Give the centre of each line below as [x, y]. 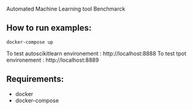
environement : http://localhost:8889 [53, 60]
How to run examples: [49, 28]
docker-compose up [30, 42]
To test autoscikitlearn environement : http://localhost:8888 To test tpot [96, 53]
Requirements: [35, 79]
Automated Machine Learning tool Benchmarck [66, 9]
